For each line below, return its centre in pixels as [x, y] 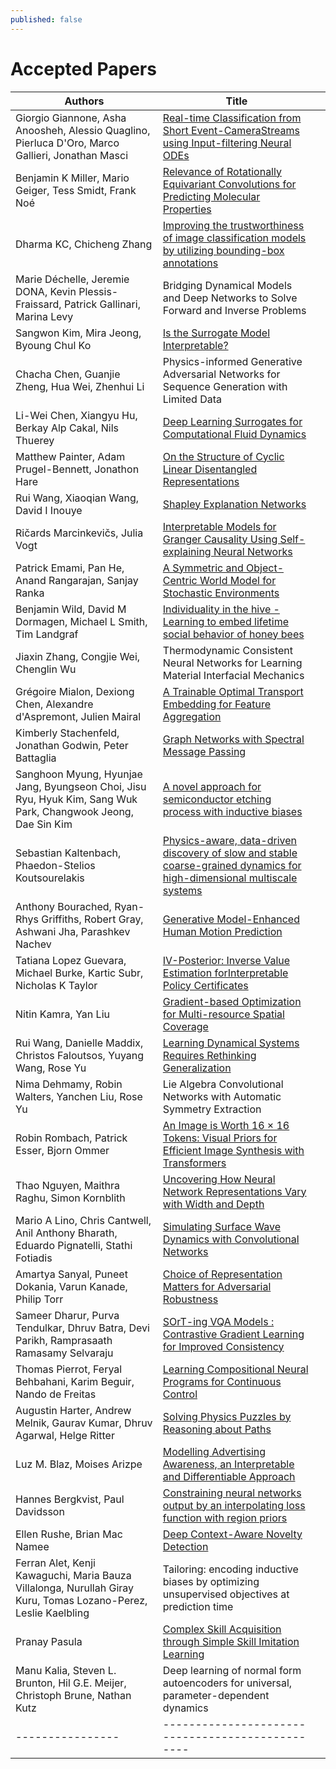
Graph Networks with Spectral [233, 739]
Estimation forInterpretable [225, 973]
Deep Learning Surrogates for [232, 421]
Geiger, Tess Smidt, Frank [76, 190]
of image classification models [234, 238]
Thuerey [35, 440]
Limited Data [192, 399]
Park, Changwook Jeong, [74, 811]
